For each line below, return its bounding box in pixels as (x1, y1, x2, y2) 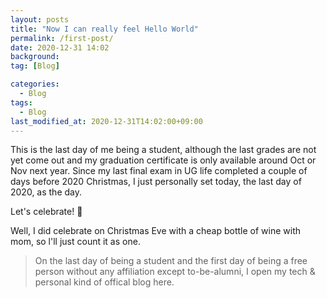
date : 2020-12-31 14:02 (10, 42, 110, 53)
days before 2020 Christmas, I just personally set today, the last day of (10, 176, 302, 188)
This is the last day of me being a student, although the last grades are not (10, 144, 317, 156)
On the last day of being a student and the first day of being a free (34, 255, 308, 267)
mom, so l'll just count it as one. (10, 236, 141, 248)
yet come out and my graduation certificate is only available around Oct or (10, 154, 317, 166)
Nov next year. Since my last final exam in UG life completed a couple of (10, 165, 308, 177)
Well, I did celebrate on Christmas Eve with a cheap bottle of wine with (10, 225, 302, 237)
